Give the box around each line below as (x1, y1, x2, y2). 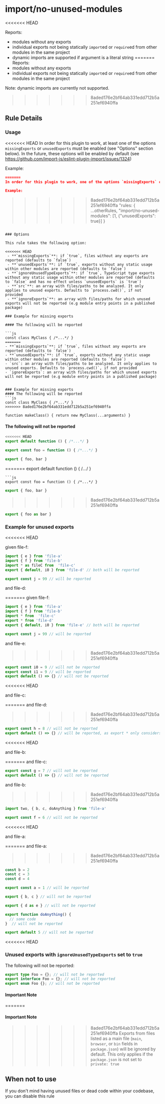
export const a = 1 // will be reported (5, 885, 89, 890)
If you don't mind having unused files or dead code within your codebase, (5, 1088, 155, 1094)
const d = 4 (5, 876, 29, 881)
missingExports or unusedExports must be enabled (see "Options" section (5, 145, 154, 151)
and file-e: (5, 640, 26, 646)
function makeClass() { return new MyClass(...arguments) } (5, 413, 131, 418)
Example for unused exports (5, 523, 74, 530)
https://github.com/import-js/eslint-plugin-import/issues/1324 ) (5, 156, 132, 162)
